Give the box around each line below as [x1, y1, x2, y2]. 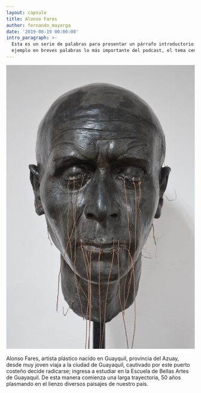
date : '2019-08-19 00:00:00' [6, 29, 79, 35]
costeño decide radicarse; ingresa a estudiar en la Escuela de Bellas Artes [6, 367, 189, 374]
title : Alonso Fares [6, 16, 58, 22]
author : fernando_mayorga [6, 22, 71, 28]
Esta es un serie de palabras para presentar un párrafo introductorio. [11, 41, 197, 47]
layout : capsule [6, 10, 47, 16]
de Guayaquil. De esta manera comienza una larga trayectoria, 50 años [6, 374, 181, 381]
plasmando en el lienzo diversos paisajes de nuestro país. [6, 380, 148, 387]
